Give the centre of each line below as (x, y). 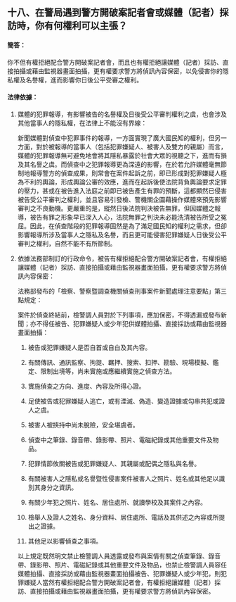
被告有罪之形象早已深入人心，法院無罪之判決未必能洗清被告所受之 (125, 217)
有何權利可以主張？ (86, 26)
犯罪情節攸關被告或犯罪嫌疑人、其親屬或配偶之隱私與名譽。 (114, 463)
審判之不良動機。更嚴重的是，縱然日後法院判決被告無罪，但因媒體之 (116, 208)
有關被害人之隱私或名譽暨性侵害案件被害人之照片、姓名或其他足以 (123, 478)
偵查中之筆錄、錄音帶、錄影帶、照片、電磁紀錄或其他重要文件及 (120, 439)
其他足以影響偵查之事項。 (65, 541)
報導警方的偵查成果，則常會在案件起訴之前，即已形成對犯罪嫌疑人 (125, 173)
